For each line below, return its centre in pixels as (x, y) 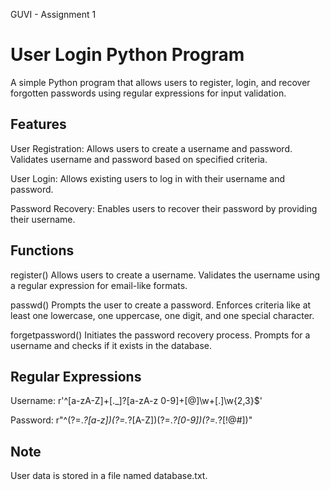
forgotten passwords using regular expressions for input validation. (148, 93)
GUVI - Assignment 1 (53, 14)
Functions (42, 250)
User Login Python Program (127, 55)
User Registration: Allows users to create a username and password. (151, 148)
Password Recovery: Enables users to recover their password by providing (164, 208)
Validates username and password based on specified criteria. (139, 159)
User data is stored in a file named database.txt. (109, 476)
